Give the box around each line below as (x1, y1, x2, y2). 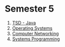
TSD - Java (12, 20, 36, 26)
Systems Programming (12, 36, 60, 42)
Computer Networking (12, 30, 59, 36)
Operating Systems (12, 25, 53, 31)
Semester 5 (5, 3, 54, 15)
